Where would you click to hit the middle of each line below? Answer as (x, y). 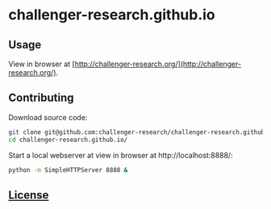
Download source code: (48, 117)
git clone (25, 132)
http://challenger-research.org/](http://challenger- (158, 64)
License (29, 195)
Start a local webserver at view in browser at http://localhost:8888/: (121, 155)
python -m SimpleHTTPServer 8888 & (68, 170)
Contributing (41, 98)
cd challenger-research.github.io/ (68, 140)
